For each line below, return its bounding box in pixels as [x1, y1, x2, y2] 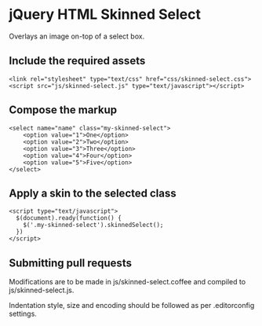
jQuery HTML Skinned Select [9, 5, 201, 24]
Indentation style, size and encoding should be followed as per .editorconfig [9, 301, 255, 310]
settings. [9, 309, 38, 319]
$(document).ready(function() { [16, 214, 122, 222]
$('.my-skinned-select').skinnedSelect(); [23, 222, 164, 229]
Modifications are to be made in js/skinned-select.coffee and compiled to [9, 277, 246, 287]
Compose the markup [9, 104, 117, 117]
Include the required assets [9, 54, 146, 68]
